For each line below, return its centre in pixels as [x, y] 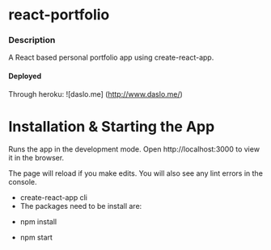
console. [23, 181]
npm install [38, 221]
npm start [36, 237]
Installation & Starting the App [112, 126]
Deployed [25, 76]
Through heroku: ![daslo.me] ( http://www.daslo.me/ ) [96, 94]
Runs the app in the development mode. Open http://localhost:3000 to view [134, 149]
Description [32, 40]
